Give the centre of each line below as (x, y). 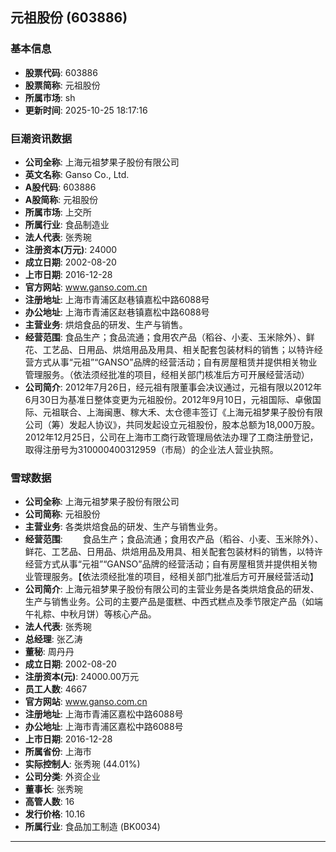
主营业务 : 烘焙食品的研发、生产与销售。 (106, 324)
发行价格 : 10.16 (55, 814)
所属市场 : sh (50, 97)
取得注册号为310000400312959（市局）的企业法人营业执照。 (151, 449)
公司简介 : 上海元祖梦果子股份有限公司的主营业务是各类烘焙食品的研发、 (172, 589)
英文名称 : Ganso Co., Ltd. (77, 174)
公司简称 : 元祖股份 (62, 514)
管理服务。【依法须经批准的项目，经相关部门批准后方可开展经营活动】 (176, 577)
